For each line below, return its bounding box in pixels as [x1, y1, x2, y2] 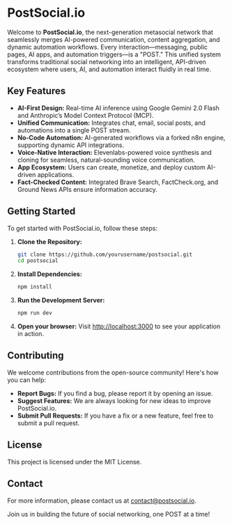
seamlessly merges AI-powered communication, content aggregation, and [7, 35, 221, 43]
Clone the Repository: [17, 237, 82, 245]
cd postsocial [17, 257, 59, 264]
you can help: [7, 375, 47, 384]
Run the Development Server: [17, 296, 105, 305]
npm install [17, 284, 52, 291]
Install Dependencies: [17, 270, 82, 278]
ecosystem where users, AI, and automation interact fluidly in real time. [7, 65, 211, 73]
